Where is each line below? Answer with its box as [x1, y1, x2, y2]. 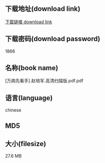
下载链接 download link [5, 19, 52, 25]
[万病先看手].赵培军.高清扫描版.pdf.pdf [5, 78, 84, 84]
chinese [5, 107, 21, 113]
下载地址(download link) [5, 4, 81, 13]
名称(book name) [5, 64, 58, 72]
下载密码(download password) [5, 35, 101, 43]
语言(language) [5, 94, 53, 102]
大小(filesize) [5, 140, 46, 148]
